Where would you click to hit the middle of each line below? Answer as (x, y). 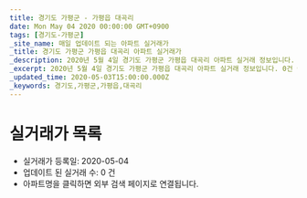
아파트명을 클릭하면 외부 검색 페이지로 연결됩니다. (111, 183)
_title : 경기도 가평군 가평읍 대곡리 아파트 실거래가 (95, 52)
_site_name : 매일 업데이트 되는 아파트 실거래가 (89, 43)
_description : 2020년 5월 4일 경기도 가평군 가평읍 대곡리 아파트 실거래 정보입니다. (152, 60)
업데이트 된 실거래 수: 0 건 (69, 172)
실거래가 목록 (56, 134)
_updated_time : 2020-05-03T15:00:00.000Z (90, 78)
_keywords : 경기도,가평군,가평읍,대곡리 (76, 86)
